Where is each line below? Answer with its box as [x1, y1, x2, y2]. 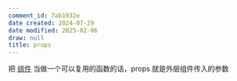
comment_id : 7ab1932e [8, 11, 81, 20]
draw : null [8, 33, 45, 42]
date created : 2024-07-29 [8, 19, 94, 27]
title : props [8, 41, 52, 49]
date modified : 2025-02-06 [8, 26, 98, 34]
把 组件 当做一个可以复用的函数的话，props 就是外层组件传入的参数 [8, 64, 229, 74]
